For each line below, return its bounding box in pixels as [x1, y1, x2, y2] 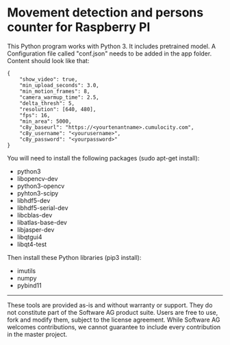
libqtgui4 [16, 233, 42, 241]
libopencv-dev [16, 174, 58, 182]
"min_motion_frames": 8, [19, 88, 90, 95]
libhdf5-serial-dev [16, 204, 68, 212]
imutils [16, 266, 36, 275]
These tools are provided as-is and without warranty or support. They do [7, 300, 213, 309]
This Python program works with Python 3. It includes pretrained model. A [7, 42, 216, 50]
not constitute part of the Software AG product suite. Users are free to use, [7, 308, 218, 316]
